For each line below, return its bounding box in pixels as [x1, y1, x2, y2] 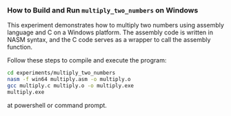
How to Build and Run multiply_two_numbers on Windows [7, 5, 199, 15]
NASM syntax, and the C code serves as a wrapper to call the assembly [7, 36, 211, 44]
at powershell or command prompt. [7, 101, 107, 109]
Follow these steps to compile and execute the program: [7, 56, 167, 65]
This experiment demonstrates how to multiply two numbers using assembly [7, 21, 224, 30]
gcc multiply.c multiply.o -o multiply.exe [7, 82, 134, 89]
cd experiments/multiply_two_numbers [7, 69, 116, 77]
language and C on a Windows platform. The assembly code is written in [7, 28, 214, 36]
